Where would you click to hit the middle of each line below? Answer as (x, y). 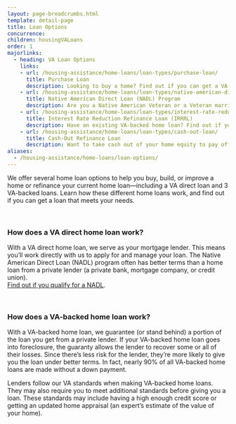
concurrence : (26, 33)
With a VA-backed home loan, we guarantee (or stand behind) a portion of (114, 332)
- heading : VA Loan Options (55, 60)
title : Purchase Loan (58, 79)
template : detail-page (40, 20)
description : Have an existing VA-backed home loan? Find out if (123, 125)
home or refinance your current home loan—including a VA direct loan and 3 (118, 185)
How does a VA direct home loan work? (76, 232)
